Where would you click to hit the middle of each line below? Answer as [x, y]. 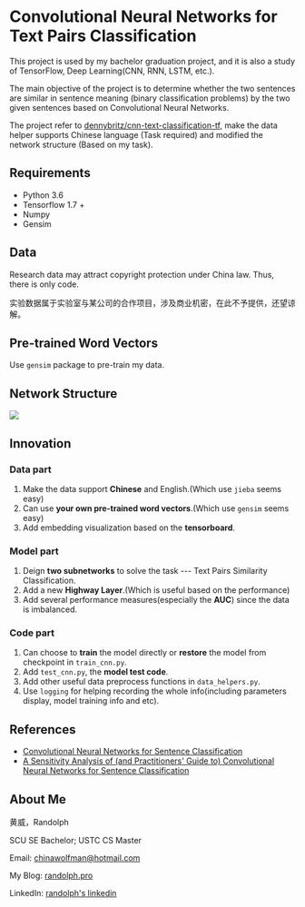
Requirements [50, 173]
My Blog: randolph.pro [51, 876]
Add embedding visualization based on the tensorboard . [129, 527]
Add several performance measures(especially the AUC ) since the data [156, 600]
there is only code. [44, 284]
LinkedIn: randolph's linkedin [63, 893]
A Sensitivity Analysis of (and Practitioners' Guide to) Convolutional [148, 761]
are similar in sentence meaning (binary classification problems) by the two [150, 98]
